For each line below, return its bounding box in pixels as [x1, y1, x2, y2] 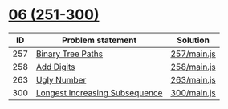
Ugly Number [35, 74, 87, 85]
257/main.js [170, 48, 216, 59]
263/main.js [170, 74, 216, 85]
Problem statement [61, 34, 137, 46]
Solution [176, 34, 210, 46]
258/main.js [170, 61, 216, 72]
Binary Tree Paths [35, 48, 103, 59]
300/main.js [170, 87, 216, 98]
